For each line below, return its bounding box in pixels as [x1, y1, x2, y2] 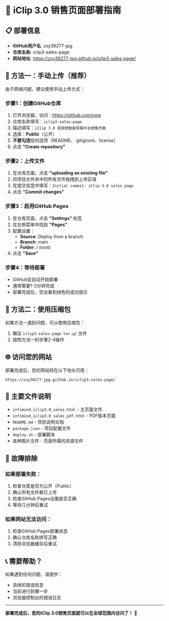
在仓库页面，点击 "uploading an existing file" [12, 170, 108, 176]
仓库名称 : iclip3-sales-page [12, 49, 69, 55]
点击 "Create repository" [12, 144, 65, 150]
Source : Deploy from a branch [20, 233, 83, 240]
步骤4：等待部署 [5, 264, 45, 271]
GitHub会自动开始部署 [12, 276, 58, 283]
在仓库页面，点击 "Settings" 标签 [12, 215, 82, 221]
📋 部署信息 [5, 26, 41, 35]
